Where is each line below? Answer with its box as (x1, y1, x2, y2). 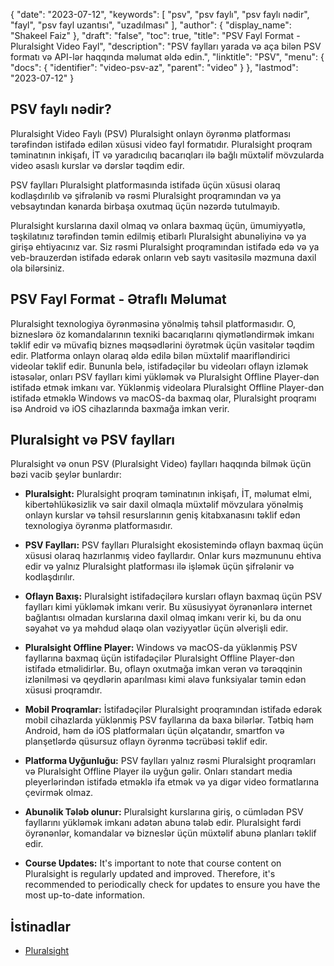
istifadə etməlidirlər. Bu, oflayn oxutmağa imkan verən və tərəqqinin (24, 663, 303, 675)
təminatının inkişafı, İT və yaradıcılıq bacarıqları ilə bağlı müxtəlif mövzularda (10, 149, 325, 161)
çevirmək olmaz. (24, 787, 94, 799)
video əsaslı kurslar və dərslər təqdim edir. (10, 159, 185, 171)
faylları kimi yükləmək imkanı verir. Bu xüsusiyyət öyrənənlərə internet (24, 601, 313, 613)
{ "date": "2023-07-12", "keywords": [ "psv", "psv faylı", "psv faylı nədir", (10, 9, 310, 20)
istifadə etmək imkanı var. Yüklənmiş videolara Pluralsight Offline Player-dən (10, 381, 325, 393)
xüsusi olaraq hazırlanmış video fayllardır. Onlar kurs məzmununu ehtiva (24, 550, 322, 562)
